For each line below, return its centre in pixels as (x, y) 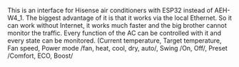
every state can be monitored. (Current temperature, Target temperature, (115, 41)
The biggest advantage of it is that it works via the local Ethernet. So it (128, 18)
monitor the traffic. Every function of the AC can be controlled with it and (115, 33)
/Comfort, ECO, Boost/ (40, 56)
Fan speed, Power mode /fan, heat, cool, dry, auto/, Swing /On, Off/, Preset (118, 48)
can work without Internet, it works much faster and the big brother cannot (117, 25)
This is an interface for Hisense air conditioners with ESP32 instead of (110, 10)
